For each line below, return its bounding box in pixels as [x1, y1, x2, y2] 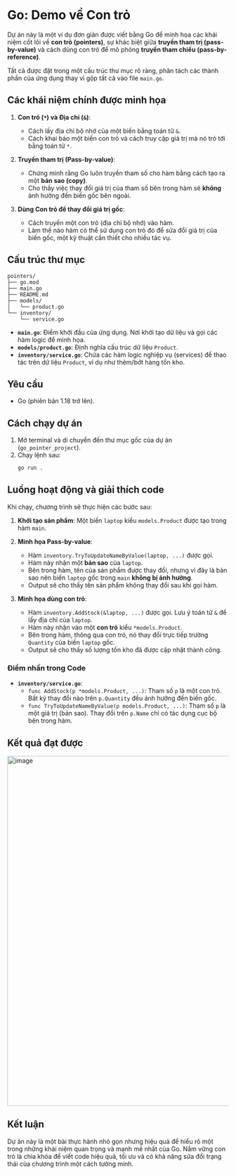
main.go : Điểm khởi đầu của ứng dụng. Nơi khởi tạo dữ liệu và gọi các [17, 328, 218, 336]
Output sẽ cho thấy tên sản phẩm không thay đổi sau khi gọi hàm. [27, 580, 218, 589]
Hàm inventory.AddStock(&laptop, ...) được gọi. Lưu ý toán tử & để [27, 608, 227, 616]
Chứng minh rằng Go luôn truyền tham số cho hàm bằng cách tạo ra [27, 169, 225, 177]
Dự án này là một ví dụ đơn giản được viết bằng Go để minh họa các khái [7, 30, 218, 39]
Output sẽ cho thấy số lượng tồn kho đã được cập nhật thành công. [27, 645, 223, 654]
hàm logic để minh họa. [17, 335, 86, 344]
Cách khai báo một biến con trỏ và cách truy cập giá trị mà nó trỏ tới [27, 134, 226, 142]
